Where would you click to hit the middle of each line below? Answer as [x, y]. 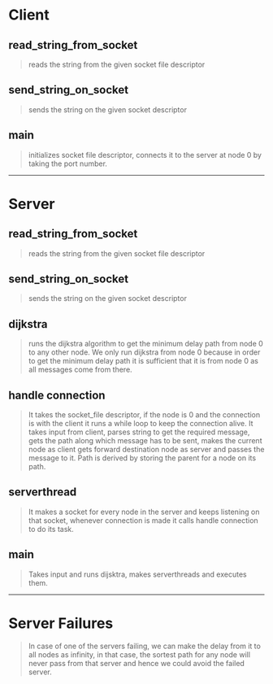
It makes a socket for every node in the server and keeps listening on [144, 512]
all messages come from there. [80, 370]
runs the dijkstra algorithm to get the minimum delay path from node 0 [146, 344]
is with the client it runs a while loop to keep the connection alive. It [141, 424]
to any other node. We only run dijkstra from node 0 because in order [144, 352]
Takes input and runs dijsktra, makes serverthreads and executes [137, 574]
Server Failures [61, 623]
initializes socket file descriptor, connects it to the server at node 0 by [145, 155]
